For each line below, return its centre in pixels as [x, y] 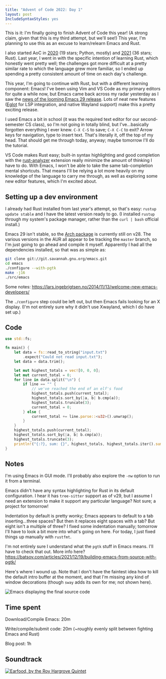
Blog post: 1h [18, 644]
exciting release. [22, 110]
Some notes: [18, 286]
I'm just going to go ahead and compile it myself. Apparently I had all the [79, 244]
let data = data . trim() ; [40, 361]
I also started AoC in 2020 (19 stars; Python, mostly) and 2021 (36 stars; [79, 53]
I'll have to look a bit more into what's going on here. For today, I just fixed [80, 532]
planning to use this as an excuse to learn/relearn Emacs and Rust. [73, 43]
